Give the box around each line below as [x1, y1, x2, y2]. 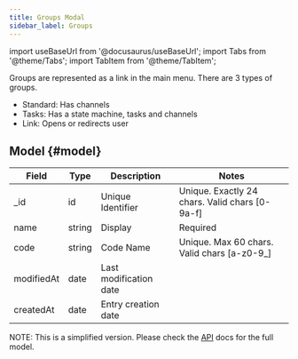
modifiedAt [13, 273, 60, 285]
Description [110, 170, 161, 182]
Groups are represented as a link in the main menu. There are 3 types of [9, 72, 273, 83]
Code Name [100, 242, 151, 254]
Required [178, 221, 217, 234]
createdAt [13, 304, 55, 316]
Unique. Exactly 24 [178, 185, 259, 197]
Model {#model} [9, 143, 102, 158]
